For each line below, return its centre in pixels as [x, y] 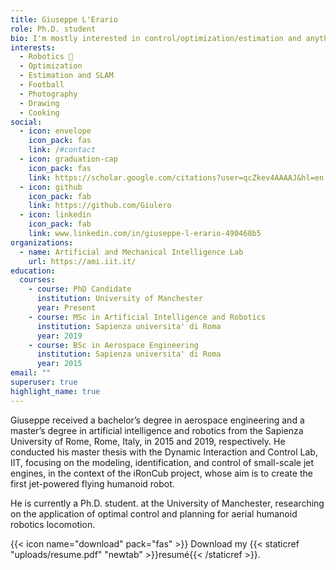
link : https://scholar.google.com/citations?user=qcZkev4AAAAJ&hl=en [176, 177]
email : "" [31, 373]
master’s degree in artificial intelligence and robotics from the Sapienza [157, 430]
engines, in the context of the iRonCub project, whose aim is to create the [161, 473]
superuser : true [44, 382]
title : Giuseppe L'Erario [64, 19]
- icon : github [51, 187]
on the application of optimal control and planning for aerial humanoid [154, 513]
